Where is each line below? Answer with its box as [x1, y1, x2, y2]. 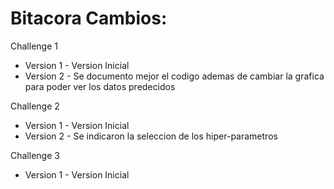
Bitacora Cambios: [10, 7, 168, 30]
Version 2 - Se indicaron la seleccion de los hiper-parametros [24, 130, 278, 142]
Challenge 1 [10, 40, 58, 52]
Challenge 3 [10, 149, 60, 161]
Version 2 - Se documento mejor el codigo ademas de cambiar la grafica [24, 70, 325, 82]
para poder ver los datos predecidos [24, 80, 176, 92]
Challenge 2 [10, 100, 60, 112]
